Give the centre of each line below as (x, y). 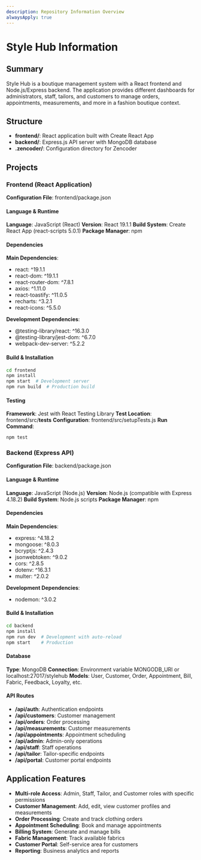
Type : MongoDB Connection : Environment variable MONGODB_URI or (93, 669)
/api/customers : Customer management (65, 716)
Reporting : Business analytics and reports (67, 850)
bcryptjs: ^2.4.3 (34, 550)
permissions (30, 799)
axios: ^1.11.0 (30, 289)
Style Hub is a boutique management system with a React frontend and (94, 83)
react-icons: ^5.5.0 (38, 308)
